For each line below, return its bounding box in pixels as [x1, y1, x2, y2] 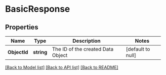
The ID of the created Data [51, 46, 114, 52]
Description [72, 38, 101, 44]
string [33, 49, 47, 55]
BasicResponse [5, 3, 70, 15]
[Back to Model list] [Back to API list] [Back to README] [5, 65, 119, 70]
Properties [5, 23, 39, 31]
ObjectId [7, 49, 29, 55]
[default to [125, 46, 150, 52]
